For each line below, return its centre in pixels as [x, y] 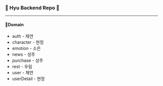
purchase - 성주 [28, 60]
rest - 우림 [22, 66]
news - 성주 [24, 54]
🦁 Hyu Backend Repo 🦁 [32, 8]
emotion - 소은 [26, 48]
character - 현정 [28, 42]
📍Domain [15, 24]
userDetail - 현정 [28, 78]
